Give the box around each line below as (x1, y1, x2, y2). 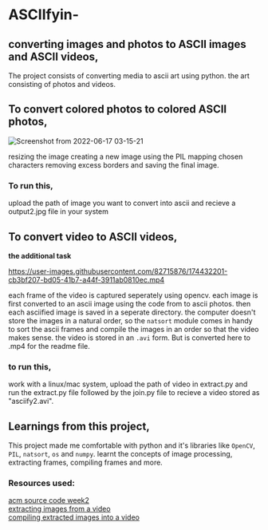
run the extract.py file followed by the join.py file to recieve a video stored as (8, 388, 260, 397)
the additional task (8, 251, 72, 260)
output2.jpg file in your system (8, 207, 109, 216)
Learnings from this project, (8, 419, 150, 433)
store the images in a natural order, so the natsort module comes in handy (8, 315, 253, 325)
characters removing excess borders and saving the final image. (8, 160, 219, 169)
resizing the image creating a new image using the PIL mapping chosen (8, 152, 243, 161)
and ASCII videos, (8, 49, 99, 63)
